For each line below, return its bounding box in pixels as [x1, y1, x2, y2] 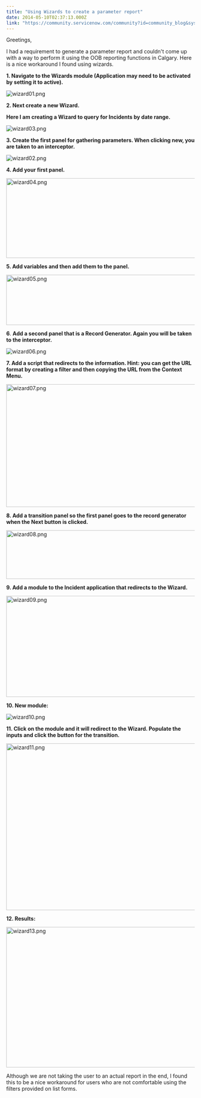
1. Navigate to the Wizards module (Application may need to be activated [6, 73, 191, 80]
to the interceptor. [6, 336, 53, 343]
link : [6, 20, 20, 26]
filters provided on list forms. [6, 1085, 78, 1093]
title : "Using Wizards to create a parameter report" [6, 8, 144, 15]
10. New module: [6, 702, 49, 709]
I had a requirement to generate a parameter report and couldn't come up [6, 48, 187, 55]
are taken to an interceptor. [6, 143, 75, 150]
